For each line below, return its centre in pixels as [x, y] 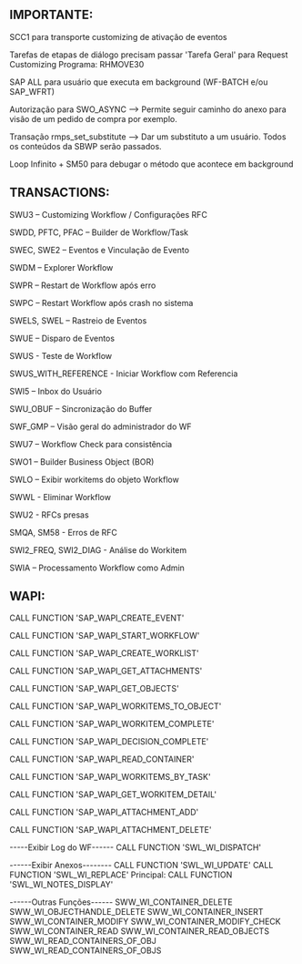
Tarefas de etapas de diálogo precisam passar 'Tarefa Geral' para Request [149, 55]
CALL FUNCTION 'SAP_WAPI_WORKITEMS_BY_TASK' [110, 777]
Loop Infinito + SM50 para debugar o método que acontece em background [151, 164]
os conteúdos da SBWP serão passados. [86, 146]
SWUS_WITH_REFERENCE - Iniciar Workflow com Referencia [124, 374]
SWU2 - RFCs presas [49, 515]
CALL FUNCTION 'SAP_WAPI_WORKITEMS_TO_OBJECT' [116, 706]
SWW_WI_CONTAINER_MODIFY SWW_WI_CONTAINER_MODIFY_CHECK [145, 922]
